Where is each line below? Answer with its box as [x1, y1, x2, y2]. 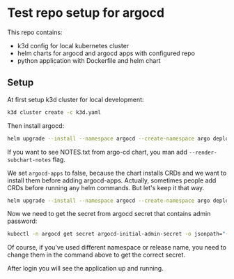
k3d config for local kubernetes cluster [17, 41, 130, 50]
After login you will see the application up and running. [7, 264, 164, 273]
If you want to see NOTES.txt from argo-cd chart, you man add [7, 148, 188, 156]
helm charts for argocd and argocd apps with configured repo [17, 49, 195, 57]
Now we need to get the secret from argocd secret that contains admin [7, 210, 211, 218]
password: [7, 217, 38, 225]
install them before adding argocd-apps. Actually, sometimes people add [7, 176, 217, 185]
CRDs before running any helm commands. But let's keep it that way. [7, 183, 205, 192]
